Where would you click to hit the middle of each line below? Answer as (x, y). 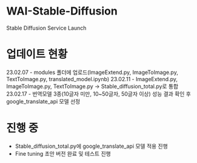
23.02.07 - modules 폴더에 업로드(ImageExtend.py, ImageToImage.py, (92, 72)
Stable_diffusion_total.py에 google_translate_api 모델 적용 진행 (91, 146)
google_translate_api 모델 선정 (43, 101)
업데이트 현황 (37, 54)
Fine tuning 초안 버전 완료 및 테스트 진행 (63, 153)
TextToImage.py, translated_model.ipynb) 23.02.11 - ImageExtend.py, (92, 79)
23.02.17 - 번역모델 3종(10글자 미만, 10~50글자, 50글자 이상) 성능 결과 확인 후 (98, 94)
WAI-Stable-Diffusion (62, 11)
